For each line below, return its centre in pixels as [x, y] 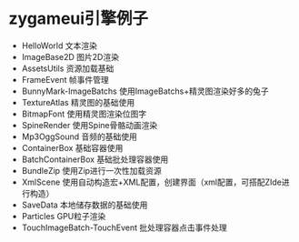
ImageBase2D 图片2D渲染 [70, 56]
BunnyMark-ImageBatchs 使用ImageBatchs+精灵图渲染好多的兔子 [145, 91]
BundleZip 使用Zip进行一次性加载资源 [92, 170]
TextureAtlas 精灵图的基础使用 [78, 102]
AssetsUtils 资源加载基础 [68, 68]
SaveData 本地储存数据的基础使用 [85, 205]
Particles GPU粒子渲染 [64, 216]
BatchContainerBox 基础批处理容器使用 [95, 159]
